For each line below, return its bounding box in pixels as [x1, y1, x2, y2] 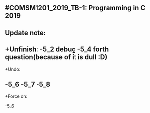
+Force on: [5, 93, 28, 99]
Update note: [5, 28, 46, 37]
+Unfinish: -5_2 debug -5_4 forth [5, 45, 109, 54]
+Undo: [5, 66, 21, 72]
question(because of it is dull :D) [5, 53, 108, 61]
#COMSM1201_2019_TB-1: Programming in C [5, 4, 146, 12]
